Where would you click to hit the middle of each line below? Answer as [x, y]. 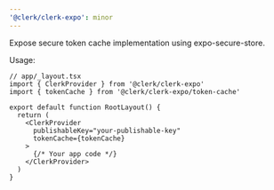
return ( [33, 115]
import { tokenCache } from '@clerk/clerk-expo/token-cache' [125, 91]
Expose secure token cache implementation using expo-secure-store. [137, 43]
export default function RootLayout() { [85, 107]
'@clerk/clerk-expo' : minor [61, 17]
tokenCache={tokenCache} [79, 139]
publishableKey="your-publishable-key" [106, 131]
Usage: [22, 59]
